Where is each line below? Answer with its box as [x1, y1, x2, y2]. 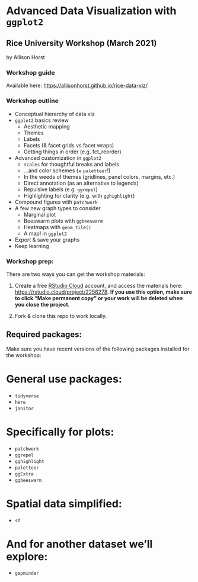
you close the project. [14, 301, 70, 308]
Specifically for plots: [6, 425, 114, 439]
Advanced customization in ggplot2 [14, 154, 102, 161]
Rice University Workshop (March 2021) [6, 38, 157, 48]
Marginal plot [23, 211, 56, 218]
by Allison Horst [6, 54, 45, 60]
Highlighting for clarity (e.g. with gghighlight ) [23, 192, 135, 199]
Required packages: [6, 330, 82, 340]
